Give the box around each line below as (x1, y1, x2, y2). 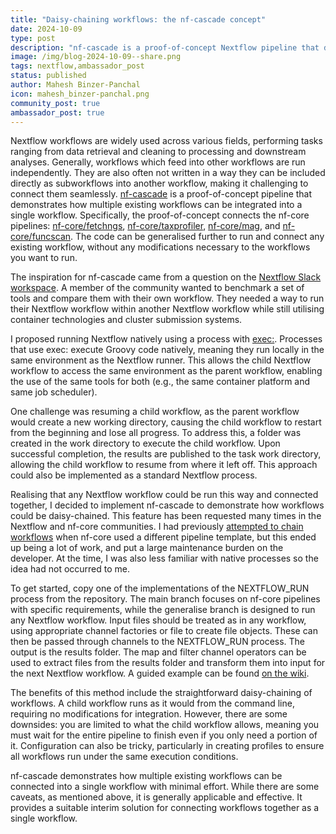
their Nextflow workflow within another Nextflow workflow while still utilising (10, 303, 325, 315)
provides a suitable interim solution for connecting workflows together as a (10, 802, 320, 814)
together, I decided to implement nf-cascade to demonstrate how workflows (10, 499, 325, 511)
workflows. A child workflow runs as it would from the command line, (10, 697, 295, 710)
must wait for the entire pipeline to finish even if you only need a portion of (10, 729, 318, 741)
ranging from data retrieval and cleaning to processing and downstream (10, 146, 307, 158)
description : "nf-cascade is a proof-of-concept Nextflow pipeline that (10, 42, 320, 53)
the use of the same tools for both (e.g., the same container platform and (10, 376, 311, 388)
